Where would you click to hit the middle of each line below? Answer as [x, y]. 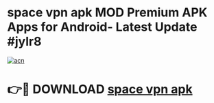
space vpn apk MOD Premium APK [107, 13]
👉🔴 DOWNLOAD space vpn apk [100, 89]
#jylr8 [24, 42]
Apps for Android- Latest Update [102, 27]
